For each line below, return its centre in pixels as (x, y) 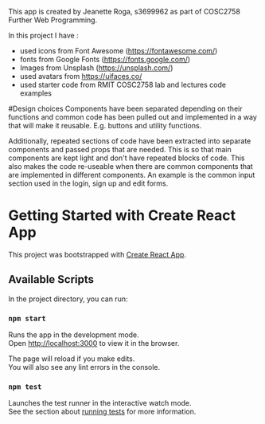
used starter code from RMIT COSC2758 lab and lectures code (123, 84)
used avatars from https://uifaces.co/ (81, 76)
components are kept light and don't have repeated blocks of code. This (127, 158)
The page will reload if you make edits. (72, 359)
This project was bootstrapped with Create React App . (97, 254)
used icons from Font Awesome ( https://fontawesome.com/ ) (119, 51)
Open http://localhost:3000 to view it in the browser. (94, 344)
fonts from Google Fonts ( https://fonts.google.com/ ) (105, 59)
